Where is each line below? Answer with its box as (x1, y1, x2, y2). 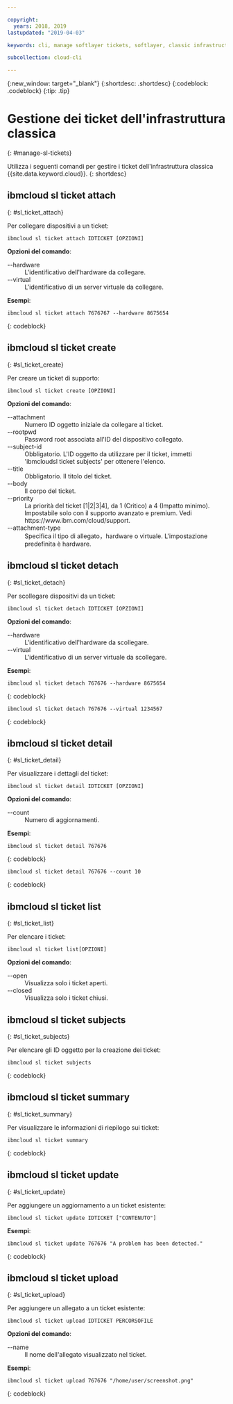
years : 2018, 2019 (13, 22, 67, 30)
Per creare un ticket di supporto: (7, 374, 100, 382)
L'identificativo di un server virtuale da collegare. (24, 283, 164, 291)
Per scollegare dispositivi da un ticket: (7, 592, 116, 600)
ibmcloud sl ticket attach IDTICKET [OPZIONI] (7, 235, 144, 242)
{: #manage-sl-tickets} (7, 149, 72, 157)
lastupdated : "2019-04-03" (7, 29, 85, 36)
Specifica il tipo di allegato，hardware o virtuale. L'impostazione (24, 532, 208, 540)
